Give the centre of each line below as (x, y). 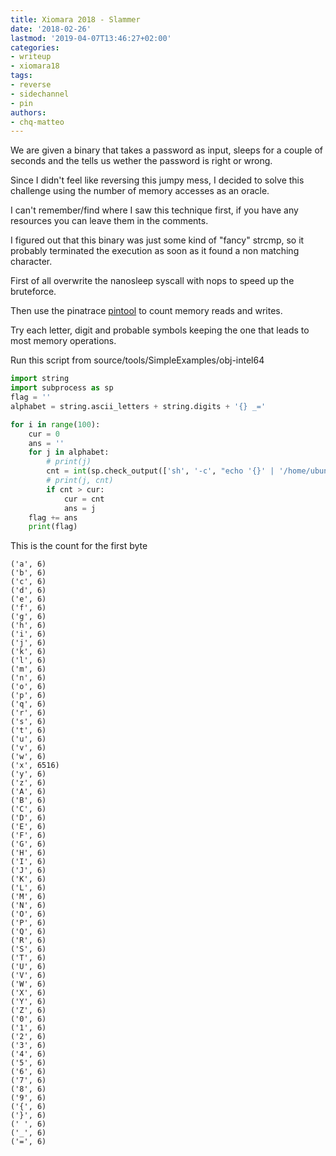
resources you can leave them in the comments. (109, 221)
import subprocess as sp (62, 388)
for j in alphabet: (69, 452)
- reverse (31, 85)
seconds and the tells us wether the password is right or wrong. (141, 161)
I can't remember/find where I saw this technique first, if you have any (154, 210)
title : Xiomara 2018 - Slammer (75, 19)
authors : (28, 112)
